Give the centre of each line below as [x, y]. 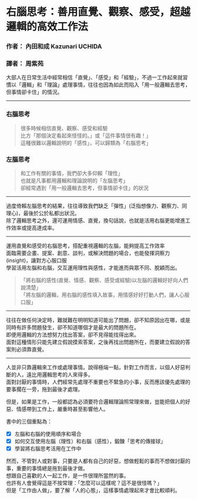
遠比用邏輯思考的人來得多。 [60, 375]
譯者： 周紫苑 [25, 64]
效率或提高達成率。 [34, 228]
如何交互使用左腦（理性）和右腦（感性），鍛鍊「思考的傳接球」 [90, 441]
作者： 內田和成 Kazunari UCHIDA [54, 46]
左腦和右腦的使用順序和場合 [48, 434]
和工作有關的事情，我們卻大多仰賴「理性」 [72, 173]
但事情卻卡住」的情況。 [34, 92]
